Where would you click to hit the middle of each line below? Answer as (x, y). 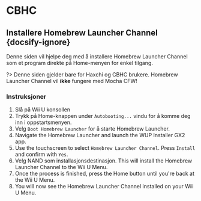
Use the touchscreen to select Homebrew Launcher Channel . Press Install (105, 148)
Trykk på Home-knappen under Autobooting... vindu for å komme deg (103, 116)
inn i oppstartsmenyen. (43, 122)
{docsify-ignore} (38, 42)
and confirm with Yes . (41, 155)
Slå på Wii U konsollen (43, 110)
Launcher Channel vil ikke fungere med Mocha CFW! (72, 81)
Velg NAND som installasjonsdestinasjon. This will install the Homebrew (103, 161)
